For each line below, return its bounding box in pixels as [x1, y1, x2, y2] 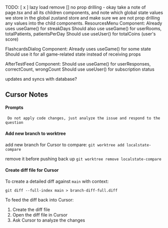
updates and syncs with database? [5, 76, 77, 82]
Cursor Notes [5, 90, 48, 99]
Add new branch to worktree [5, 130, 66, 137]
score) [5, 36, 19, 42]
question [5, 120, 24, 125]
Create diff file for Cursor [5, 167, 59, 173]
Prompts [5, 104, 24, 110]
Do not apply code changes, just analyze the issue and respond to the [7, 115, 160, 121]
